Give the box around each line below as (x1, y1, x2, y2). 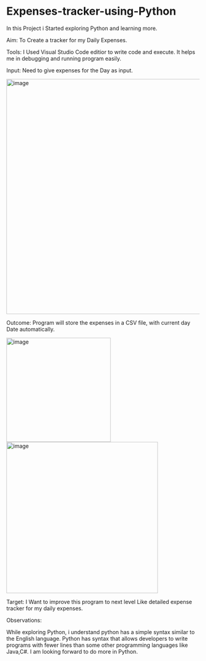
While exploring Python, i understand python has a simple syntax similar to (6, 628, 195, 635)
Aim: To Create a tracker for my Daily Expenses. (6, 36, 128, 43)
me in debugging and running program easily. (6, 55, 121, 62)
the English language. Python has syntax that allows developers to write (6, 635, 188, 642)
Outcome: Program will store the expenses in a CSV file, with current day (6, 319, 191, 326)
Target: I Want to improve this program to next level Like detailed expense (6, 598, 193, 605)
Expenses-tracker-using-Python (6, 4, 177, 18)
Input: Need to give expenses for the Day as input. (6, 66, 133, 74)
